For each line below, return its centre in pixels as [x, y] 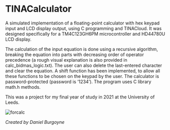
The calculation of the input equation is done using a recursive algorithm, [82, 49]
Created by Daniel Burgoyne [35, 122]
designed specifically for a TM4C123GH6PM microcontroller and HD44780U [85, 34]
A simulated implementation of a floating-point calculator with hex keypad [82, 23]
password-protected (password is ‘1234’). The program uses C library [78, 82]
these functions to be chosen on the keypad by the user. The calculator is [82, 76]
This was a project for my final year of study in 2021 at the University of [80, 97]
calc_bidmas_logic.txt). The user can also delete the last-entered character [84, 65]
